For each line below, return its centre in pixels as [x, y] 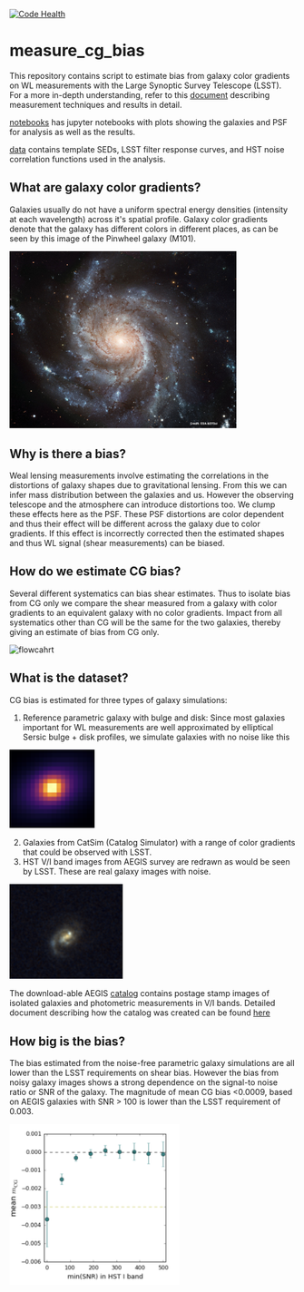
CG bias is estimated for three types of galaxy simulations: [118, 700]
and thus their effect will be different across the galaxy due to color [135, 524]
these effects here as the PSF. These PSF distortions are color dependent [147, 514]
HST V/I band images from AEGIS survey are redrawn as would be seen [156, 862]
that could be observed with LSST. [87, 852]
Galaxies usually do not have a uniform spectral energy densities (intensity [149, 210]
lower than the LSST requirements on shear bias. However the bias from [144, 1073]
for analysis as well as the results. [73, 132]
